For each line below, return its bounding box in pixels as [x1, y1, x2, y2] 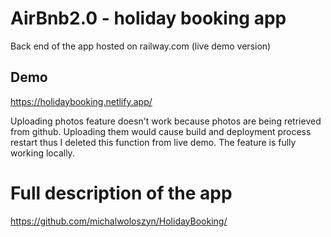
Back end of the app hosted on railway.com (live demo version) [10, 40, 272, 52]
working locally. [10, 147, 75, 159]
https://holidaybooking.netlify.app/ [10, 95, 153, 107]
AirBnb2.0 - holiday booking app [10, 7, 287, 30]
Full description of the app [10, 182, 233, 204]
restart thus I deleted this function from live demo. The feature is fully [10, 136, 297, 148]
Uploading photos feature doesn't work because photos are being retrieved [10, 115, 322, 127]
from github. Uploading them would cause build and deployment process [10, 125, 312, 137]
